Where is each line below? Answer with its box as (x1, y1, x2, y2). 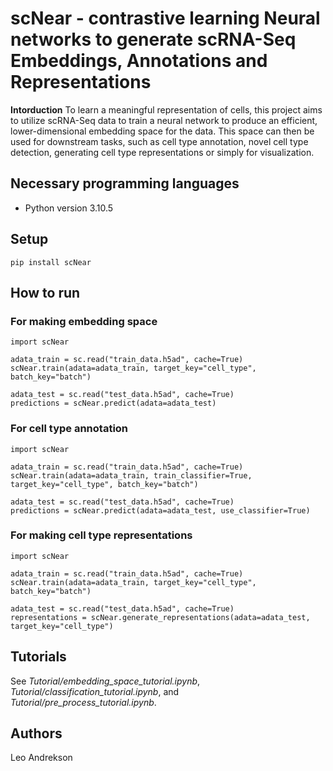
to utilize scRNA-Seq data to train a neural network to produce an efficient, (10, 114, 318, 126)
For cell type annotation (10, 422, 129, 436)
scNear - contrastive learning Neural (10, 7, 321, 30)
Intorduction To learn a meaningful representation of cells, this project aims (10, 103, 323, 116)
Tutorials (10, 648, 67, 666)
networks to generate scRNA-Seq (10, 28, 297, 51)
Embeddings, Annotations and (10, 50, 268, 72)
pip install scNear (10, 257, 92, 267)
